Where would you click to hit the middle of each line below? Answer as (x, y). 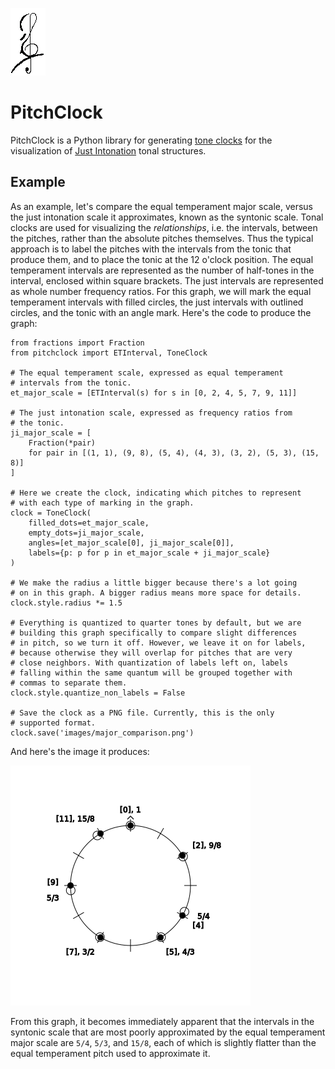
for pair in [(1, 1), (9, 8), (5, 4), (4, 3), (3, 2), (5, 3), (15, (174, 453)
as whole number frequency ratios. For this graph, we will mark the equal (161, 291)
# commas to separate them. (69, 683)
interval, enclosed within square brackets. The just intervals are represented (167, 280)
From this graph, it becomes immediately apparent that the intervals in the (162, 1021)
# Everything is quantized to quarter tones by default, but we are (156, 623)
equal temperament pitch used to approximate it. (110, 1053)
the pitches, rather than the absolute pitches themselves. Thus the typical (162, 238)
